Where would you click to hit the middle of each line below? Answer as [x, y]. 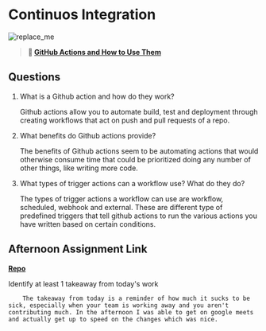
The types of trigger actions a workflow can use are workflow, [121, 199]
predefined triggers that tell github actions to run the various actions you [139, 216]
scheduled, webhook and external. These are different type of [121, 207]
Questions [35, 77]
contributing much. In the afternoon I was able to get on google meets [131, 312]
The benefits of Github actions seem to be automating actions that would [139, 151]
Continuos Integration [82, 15]
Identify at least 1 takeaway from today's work [83, 283]
